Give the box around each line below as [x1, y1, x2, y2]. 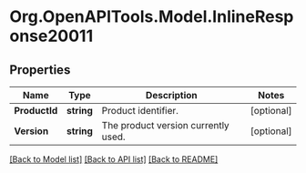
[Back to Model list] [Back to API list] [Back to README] [9, 154, 219, 165]
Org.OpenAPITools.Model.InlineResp [9, 6, 294, 27]
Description [145, 89, 198, 101]
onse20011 [9, 25, 94, 46]
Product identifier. [101, 105, 179, 117]
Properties [9, 62, 71, 77]
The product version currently [101, 119, 229, 131]
